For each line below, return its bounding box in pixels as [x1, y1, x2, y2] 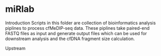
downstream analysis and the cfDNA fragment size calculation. [5, 36, 135, 42]
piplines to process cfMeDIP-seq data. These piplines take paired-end [5, 25, 150, 31]
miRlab [5, 3, 35, 15]
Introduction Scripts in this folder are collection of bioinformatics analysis [5, 20, 156, 26]
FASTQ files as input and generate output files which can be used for [5, 30, 147, 36]
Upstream [5, 45, 26, 51]
